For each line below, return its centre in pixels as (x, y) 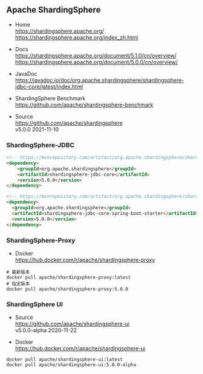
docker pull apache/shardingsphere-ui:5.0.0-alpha (71, 365)
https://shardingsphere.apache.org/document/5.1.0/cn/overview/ (96, 55)
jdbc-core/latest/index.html (49, 87)
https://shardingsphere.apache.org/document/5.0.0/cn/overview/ (96, 62)
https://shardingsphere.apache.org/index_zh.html (76, 37)
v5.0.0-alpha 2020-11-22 (46, 330)
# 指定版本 (18, 284)
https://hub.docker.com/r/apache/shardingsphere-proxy (85, 260)
